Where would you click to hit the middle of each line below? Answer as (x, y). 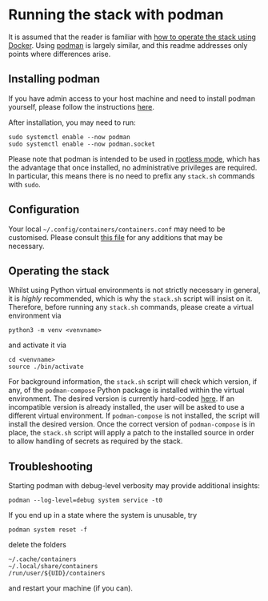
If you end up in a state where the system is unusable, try (103, 515)
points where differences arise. (60, 54)
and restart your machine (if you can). (71, 588)
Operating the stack (59, 271)
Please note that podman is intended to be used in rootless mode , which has (134, 158)
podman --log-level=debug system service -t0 (85, 501)
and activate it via (37, 345)
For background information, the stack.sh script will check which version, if (133, 382)
